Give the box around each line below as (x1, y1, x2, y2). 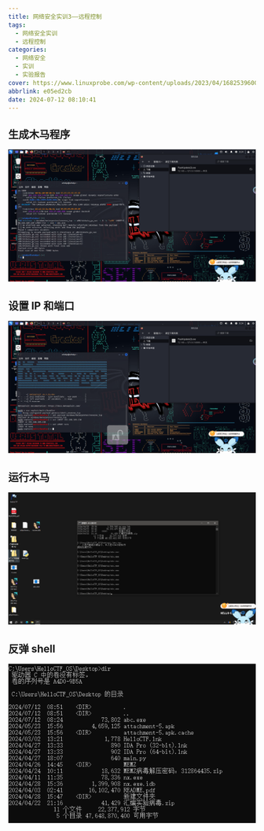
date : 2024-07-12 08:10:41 (8, 95, 97, 104)
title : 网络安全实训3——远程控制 (8, 13, 102, 20)
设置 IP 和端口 (8, 299, 75, 312)
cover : (8, 79, 30, 86)
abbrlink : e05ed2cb (8, 87, 72, 95)
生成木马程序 (8, 127, 71, 141)
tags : (8, 20, 26, 29)
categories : (8, 46, 47, 54)
